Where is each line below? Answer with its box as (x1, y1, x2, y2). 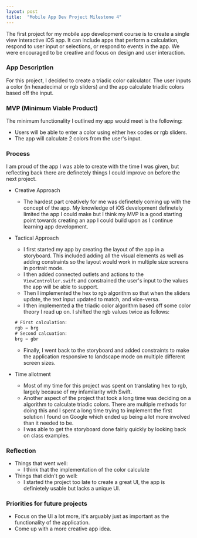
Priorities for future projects (6, 500, 88, 508)
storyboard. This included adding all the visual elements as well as (23, 252, 184, 259)
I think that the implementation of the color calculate (23, 466, 150, 473)
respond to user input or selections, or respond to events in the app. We (6, 42, 180, 50)
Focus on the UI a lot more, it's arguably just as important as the (14, 513, 169, 520)
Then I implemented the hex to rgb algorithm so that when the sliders (23, 290, 191, 297)
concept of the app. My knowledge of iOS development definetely (23, 204, 183, 211)
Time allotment (14, 371, 51, 378)
